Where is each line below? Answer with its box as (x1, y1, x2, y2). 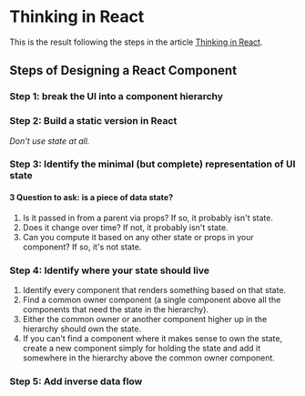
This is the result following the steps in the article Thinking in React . (9, 36, 263, 47)
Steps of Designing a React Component (9, 63, 238, 78)
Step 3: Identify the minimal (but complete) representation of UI (9, 157, 296, 170)
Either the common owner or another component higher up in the (22, 313, 268, 324)
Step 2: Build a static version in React (9, 115, 178, 127)
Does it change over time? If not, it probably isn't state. (22, 221, 229, 233)
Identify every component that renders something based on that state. (22, 284, 287, 295)
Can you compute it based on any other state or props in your (22, 231, 254, 242)
